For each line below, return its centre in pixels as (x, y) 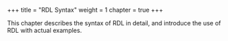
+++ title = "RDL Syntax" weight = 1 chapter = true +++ (85, 10)
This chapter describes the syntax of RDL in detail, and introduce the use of (114, 23)
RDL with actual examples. (45, 30)
